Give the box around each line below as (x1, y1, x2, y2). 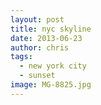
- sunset (19, 71, 56, 81)
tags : (10, 52, 33, 62)
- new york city (19, 61, 87, 71)
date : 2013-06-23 (10, 33, 83, 43)
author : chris (10, 42, 70, 53)
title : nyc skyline (10, 24, 92, 34)
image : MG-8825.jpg (10, 80, 92, 90)
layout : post (10, 14, 65, 25)
